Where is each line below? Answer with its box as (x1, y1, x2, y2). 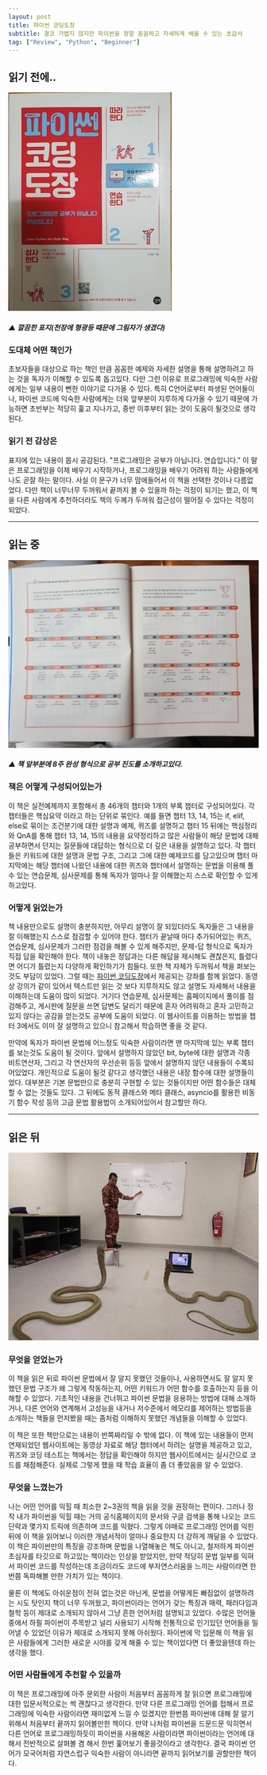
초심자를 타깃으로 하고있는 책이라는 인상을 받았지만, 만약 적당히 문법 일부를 (8, 1551, 240, 1560)
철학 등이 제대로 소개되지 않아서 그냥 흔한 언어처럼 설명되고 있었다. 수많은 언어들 (8, 1607, 257, 1617)
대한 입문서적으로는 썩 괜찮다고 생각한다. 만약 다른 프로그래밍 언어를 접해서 (8, 1699, 240, 1708)
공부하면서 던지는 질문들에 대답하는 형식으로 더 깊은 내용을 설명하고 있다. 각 (8, 841, 242, 850)
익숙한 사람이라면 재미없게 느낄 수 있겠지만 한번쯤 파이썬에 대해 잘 (35, 1708, 240, 1718)
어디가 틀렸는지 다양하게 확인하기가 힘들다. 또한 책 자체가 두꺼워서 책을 (16, 961, 235, 971)
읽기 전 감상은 (8, 435, 58, 447)
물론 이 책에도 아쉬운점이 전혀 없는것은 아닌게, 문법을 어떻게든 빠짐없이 (8, 1587, 226, 1597)
